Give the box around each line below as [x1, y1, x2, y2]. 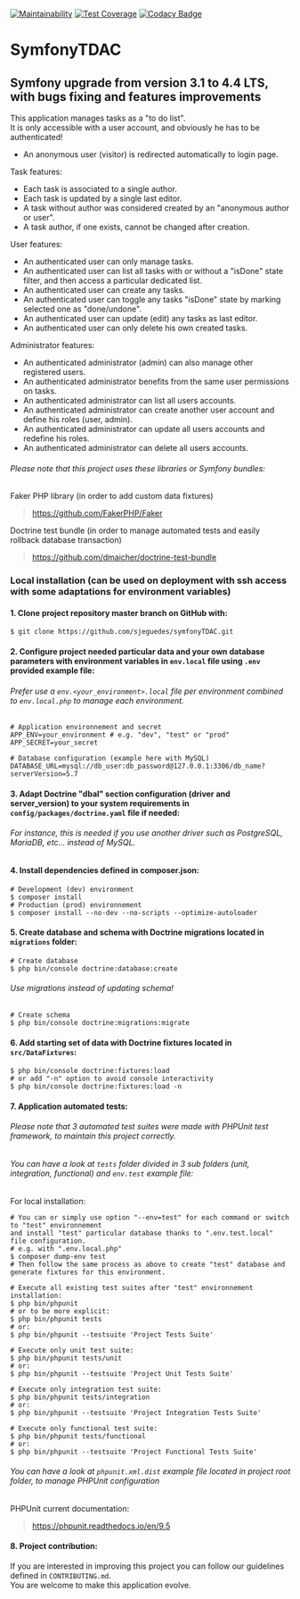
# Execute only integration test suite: [10, 1385, 163, 1394]
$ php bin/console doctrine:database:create [10, 964, 178, 973]
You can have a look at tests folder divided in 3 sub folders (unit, [10, 1158, 250, 1169]
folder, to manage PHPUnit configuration [10, 1476, 160, 1487]
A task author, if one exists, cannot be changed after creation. [22, 221, 250, 232]
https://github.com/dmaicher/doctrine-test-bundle [31, 552, 217, 562]
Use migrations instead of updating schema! [10, 983, 174, 994]
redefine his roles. [22, 433, 90, 444]
